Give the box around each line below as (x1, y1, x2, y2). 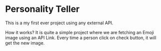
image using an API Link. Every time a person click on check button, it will (5, 35, 157, 41)
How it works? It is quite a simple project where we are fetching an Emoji (5, 29, 155, 35)
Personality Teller (5, 3, 80, 15)
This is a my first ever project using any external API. (5, 20, 114, 26)
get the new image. (5, 40, 45, 46)
